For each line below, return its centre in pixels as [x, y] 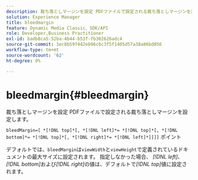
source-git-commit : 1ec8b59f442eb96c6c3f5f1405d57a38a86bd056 [84, 45]
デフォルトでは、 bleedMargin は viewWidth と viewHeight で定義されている [92, 149]
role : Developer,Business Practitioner [55, 34]
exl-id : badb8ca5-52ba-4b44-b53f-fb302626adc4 [64, 39]
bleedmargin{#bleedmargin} [77, 95]
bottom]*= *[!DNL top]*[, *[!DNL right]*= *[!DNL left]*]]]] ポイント [94, 137]
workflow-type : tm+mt [33, 50]
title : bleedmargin [30, 22]
